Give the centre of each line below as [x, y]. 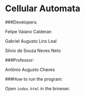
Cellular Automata [43, 9]
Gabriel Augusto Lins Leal [31, 41]
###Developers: [21, 22]
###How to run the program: [34, 79]
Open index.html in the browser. [38, 88]
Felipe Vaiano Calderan [28, 31]
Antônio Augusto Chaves [30, 70]
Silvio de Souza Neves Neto [33, 50]
